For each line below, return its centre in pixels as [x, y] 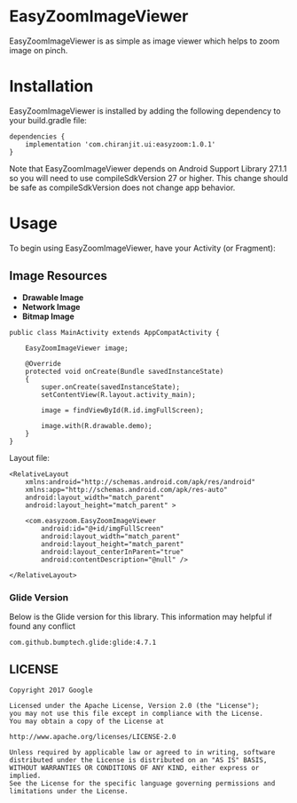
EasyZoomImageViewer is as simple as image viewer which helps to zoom [145, 41]
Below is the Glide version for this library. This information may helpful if [141, 616]
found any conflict [43, 626]
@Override [43, 363]
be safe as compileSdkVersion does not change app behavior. [122, 187]
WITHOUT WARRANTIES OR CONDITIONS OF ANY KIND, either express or [134, 767]
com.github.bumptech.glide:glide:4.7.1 [83, 642]
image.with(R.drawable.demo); [97, 425]
